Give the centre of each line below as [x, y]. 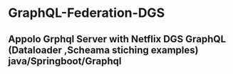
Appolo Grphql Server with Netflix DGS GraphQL [117, 39]
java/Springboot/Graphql [65, 61]
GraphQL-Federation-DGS [87, 13]
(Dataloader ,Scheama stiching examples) [103, 50]
